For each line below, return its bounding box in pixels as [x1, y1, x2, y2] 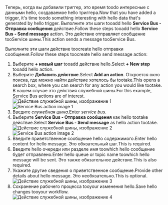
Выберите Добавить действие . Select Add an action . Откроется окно [12, 72, 160, 77]
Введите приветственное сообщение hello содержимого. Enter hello [12, 135, 157, 141]
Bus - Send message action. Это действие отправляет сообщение [5, 31, 146, 37]
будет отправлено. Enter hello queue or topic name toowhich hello [12, 151, 150, 157]
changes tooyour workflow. [12, 189, 69, 194]
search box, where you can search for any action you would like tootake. [12, 82, 162, 88]
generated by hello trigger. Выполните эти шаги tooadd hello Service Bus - [5, 20, 161, 26]
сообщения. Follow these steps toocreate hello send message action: [5, 51, 148, 57]
